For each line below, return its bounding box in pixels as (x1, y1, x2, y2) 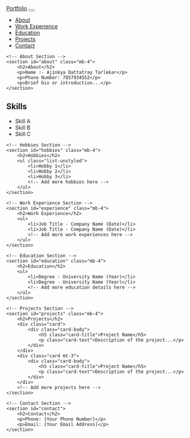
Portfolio (6, 5, 28, 11)
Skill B (14, 124, 31, 131)
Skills (6, 101, 27, 112)
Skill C (14, 130, 31, 137)
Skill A (14, 117, 31, 125)
